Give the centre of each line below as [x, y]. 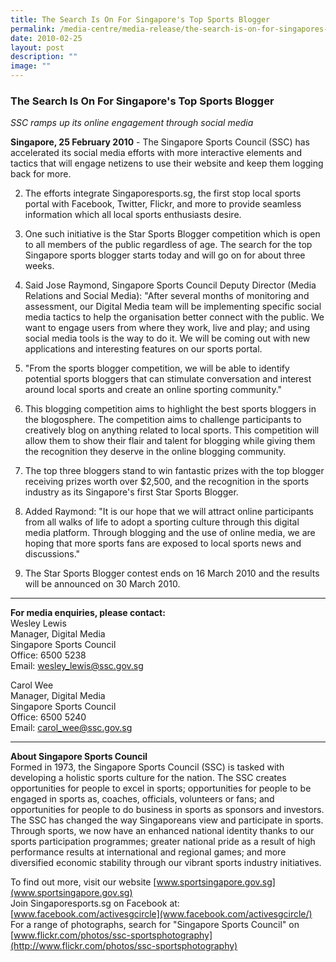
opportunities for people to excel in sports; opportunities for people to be [161, 788]
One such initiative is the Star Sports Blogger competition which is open [172, 234]
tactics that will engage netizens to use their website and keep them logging [167, 163]
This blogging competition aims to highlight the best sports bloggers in [170, 409]
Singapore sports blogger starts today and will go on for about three [165, 255]
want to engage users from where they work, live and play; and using [167, 328]
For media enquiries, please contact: [88, 613]
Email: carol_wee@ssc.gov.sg [71, 728]
